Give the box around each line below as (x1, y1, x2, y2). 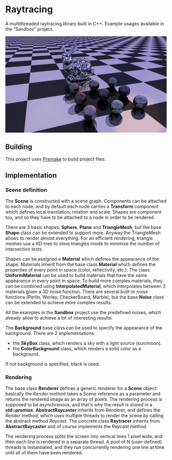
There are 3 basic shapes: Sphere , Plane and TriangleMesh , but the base (5, 224, 161, 231)
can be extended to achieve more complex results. (5, 300, 112, 306)
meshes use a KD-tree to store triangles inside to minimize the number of (5, 241, 160, 247)
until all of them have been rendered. (5, 450, 83, 456)
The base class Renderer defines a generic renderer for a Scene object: (5, 385, 158, 391)
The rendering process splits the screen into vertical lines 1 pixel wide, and (5, 433, 163, 440)
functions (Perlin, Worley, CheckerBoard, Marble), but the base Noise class (5, 294, 164, 300)
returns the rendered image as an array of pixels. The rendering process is (5, 396, 163, 403)
